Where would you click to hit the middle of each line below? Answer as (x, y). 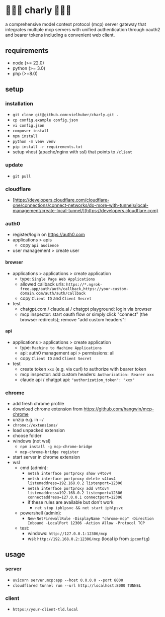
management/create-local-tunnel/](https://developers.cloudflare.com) (85, 211)
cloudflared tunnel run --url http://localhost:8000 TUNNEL (77, 585)
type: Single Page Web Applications (58, 279)
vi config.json (28, 126)
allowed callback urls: (43, 284)
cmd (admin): (34, 468)
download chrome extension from (48, 409)
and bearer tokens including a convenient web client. (60, 35)
